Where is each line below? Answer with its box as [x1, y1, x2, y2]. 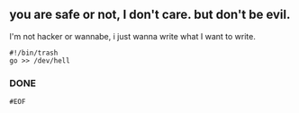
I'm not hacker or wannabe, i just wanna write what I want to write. [9, 30, 257, 41]
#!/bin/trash [9, 48, 59, 57]
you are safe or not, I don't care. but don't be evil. [9, 7, 291, 22]
